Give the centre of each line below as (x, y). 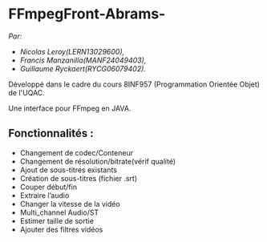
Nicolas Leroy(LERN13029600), (72, 51)
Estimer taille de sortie (57, 220)
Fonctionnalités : (51, 133)
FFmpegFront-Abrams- (87, 14)
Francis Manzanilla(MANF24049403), (83, 60)
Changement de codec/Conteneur (77, 152)
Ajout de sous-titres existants (69, 170)
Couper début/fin (49, 187)
